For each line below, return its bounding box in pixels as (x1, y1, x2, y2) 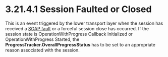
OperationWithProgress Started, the (5, 36, 80, 42)
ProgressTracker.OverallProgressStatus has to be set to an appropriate (5, 41, 155, 47)
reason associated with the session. (5, 47, 80, 53)
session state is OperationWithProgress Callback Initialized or (5, 31, 133, 37)
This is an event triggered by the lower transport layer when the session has (5, 20, 163, 26)
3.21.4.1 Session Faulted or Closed (5, 4, 152, 15)
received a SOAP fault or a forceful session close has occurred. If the (5, 25, 149, 31)
